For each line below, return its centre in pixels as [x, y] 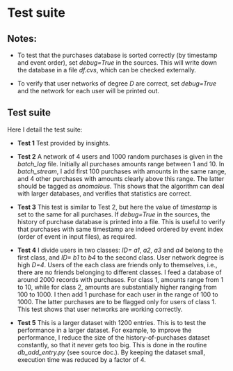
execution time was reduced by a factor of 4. [81, 359]
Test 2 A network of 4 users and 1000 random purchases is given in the [120, 156]
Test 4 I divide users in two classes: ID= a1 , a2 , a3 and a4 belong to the [120, 250]
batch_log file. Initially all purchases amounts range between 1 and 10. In [121, 164]
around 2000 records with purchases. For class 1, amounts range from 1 [120, 279]
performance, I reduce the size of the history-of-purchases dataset [113, 337]
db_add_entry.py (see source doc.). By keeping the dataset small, [111, 352]
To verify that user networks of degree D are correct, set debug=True [117, 84]
